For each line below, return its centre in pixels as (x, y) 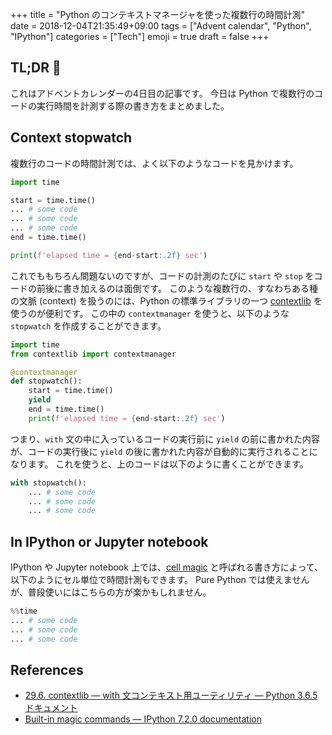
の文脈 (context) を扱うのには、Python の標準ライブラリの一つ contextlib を (166, 300)
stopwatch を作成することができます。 (88, 325)
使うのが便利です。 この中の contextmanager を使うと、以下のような (150, 313)
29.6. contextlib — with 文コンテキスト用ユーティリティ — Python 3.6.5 (171, 695)
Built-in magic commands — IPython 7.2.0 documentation (143, 719)
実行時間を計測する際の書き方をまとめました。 (133, 105)
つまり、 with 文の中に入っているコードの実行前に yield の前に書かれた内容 (165, 439)
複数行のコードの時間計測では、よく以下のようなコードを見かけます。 (154, 163)
